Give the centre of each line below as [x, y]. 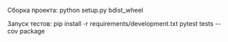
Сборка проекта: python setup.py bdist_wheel [75, 10]
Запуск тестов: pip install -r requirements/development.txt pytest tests [110, 23]
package [32, 31]
